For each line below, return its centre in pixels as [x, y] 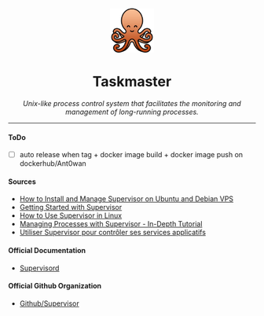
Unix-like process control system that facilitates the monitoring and [132, 103]
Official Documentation [47, 250]
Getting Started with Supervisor [71, 208]
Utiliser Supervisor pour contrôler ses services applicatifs [113, 233]
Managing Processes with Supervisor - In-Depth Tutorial [111, 224]
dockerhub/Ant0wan [53, 164]
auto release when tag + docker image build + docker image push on [131, 155]
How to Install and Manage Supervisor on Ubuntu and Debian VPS [126, 199]
